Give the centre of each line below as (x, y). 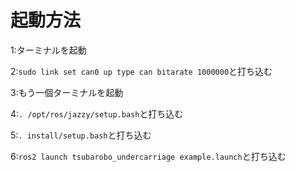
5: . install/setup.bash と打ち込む (81, 135)
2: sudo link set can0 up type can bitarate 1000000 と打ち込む (141, 71)
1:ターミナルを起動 (48, 50)
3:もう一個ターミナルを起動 (67, 92)
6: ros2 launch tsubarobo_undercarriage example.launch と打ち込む (148, 156)
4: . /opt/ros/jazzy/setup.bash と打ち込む (97, 113)
